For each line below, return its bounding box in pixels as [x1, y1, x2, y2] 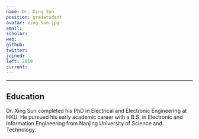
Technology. [6, 126, 37, 134]
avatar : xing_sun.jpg [6, 20, 60, 26]
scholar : [6, 31, 28, 37]
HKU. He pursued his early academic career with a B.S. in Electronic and [6, 113, 183, 121]
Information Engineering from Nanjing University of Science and [6, 120, 162, 127]
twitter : [6, 48, 28, 53]
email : [6, 25, 23, 31]
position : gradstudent [6, 14, 62, 20]
